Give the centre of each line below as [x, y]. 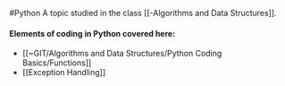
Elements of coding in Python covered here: [92, 33]
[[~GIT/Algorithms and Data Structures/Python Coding [122, 54]
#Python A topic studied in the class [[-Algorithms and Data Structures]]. [143, 13]
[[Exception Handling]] [64, 73]
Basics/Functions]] [57, 63]
